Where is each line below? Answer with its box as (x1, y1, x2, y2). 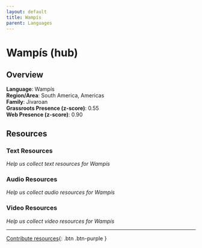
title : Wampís (6, 14, 42, 20)
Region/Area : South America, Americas (6, 92, 105, 99)
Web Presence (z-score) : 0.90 (6, 111, 83, 118)
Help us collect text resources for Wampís (6, 160, 110, 168)
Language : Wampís (6, 85, 55, 93)
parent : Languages (6, 20, 52, 26)
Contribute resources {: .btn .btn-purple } (6, 235, 107, 242)
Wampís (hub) (6, 46, 78, 59)
